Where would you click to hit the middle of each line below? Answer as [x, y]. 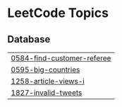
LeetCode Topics [58, 13]
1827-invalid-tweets [47, 92]
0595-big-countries [45, 70]
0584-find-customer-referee [61, 58]
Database [29, 39]
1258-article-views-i [48, 81]
